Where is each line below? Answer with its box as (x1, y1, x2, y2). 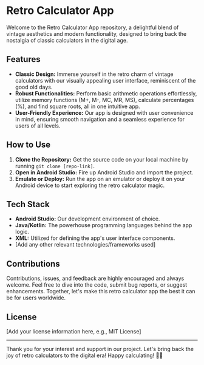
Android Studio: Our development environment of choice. (15, 215, 160, 222)
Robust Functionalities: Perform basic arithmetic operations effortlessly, (15, 89, 197, 97)
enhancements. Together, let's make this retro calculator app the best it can (6, 288, 195, 295)
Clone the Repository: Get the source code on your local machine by (15, 155, 189, 163)
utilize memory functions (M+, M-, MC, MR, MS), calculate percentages (15, 96, 194, 103)
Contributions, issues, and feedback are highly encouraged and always (6, 275, 185, 282)
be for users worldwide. (6, 294, 66, 301)
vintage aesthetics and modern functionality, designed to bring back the (6, 30, 187, 37)
